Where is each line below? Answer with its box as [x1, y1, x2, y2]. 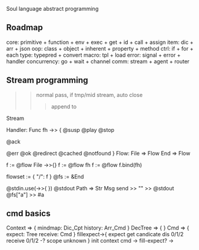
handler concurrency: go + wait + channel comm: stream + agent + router [6, 57, 190, 65]
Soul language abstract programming [6, 5, 99, 12]
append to [51, 102, 77, 110]
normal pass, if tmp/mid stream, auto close [36, 91, 143, 98]
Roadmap [6, 22, 43, 33]
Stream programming [6, 75, 89, 86]
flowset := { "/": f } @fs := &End [6, 173, 84, 180]
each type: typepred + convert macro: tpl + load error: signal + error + [6, 51, 181, 58]
